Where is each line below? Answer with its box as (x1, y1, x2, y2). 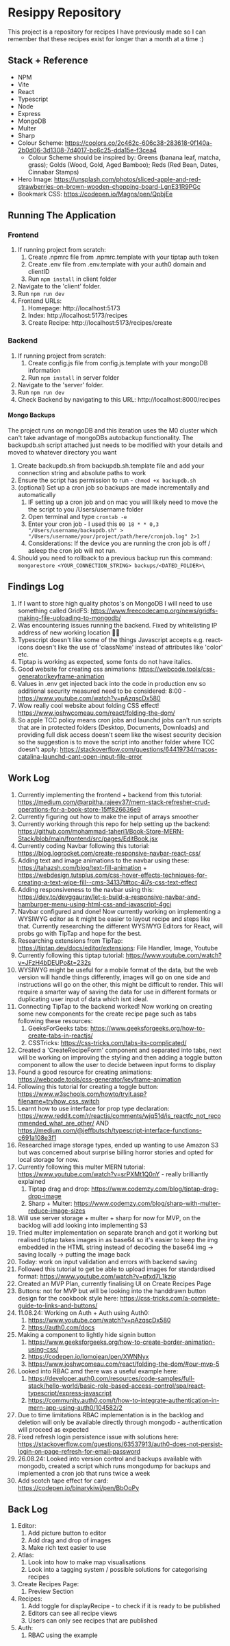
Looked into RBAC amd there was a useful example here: (17, 1367, 179, 1375)
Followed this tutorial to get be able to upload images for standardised (17, 1265, 216, 1273)
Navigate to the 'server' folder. (17, 380, 105, 389)
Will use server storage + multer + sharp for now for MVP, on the (17, 1213, 201, 1222)
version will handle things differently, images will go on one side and (17, 973, 211, 981)
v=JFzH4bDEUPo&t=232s (17, 958, 92, 966)
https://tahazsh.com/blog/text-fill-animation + (17, 863, 148, 871)
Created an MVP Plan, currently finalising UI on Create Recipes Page (17, 1279, 212, 1288)
